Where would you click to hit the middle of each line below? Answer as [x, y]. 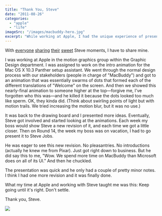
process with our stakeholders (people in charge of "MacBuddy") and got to [81, 75]
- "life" [18, 28]
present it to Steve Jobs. [29, 136]
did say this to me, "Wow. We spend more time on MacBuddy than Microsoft [81, 155]
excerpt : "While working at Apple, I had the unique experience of [74, 37]
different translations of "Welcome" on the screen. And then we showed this [81, 85]
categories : [17, 18]
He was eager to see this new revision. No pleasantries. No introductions [77, 145]
